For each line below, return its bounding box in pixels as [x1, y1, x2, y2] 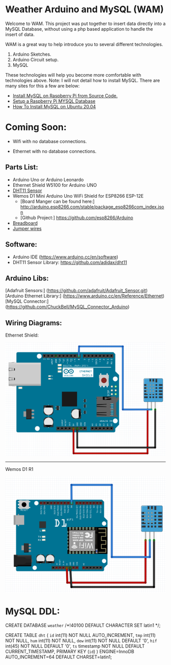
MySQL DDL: [5, 605, 60, 617]
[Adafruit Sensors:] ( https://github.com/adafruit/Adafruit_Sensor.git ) [5, 288, 148, 294]
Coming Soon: [5, 122, 67, 133]
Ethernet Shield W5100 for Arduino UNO [12, 182, 97, 188]
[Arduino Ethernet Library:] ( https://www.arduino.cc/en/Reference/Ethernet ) [5, 293, 164, 299]
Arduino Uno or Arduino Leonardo [12, 176, 84, 182]
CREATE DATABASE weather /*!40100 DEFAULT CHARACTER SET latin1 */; [5, 622, 161, 629]
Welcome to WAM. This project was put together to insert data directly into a [5, 20, 166, 27]
